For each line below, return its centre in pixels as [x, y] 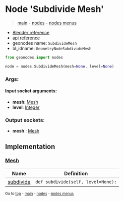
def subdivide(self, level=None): [76, 182]
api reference [26, 38]
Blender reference [31, 32]
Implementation [30, 147]
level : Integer [26, 107]
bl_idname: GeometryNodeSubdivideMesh [52, 48]
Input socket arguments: [31, 91]
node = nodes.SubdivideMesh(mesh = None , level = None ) [60, 66]
